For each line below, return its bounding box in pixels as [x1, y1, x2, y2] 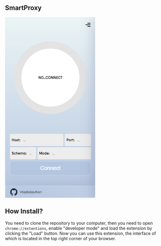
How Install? [5, 207, 43, 215]
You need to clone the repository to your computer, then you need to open [5, 220, 153, 226]
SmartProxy [5, 4, 42, 12]
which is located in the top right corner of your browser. [5, 235, 116, 241]
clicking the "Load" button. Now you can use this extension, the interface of [5, 230, 156, 236]
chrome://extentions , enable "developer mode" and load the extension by [5, 225, 152, 231]
